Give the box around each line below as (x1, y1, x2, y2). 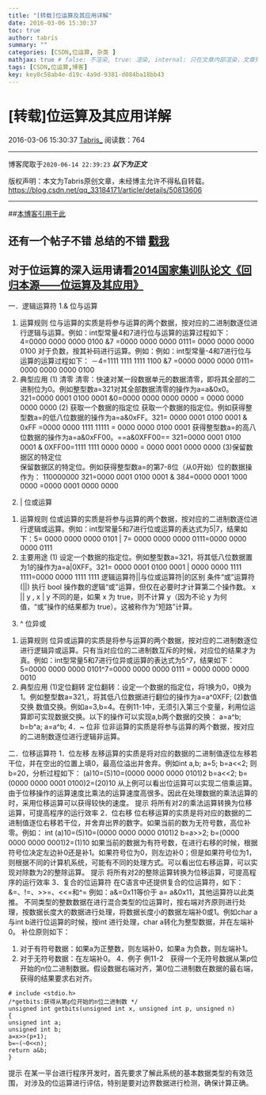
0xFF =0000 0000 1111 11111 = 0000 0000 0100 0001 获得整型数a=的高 (19, 422, 249, 432)
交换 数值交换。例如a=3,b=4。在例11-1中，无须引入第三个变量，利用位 (19, 702, 249, 711)
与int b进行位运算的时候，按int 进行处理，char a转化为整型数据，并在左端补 (8, 917, 255, 926)
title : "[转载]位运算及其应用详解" (8, 11, 112, 20)
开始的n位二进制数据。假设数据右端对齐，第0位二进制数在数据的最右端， (19, 963, 257, 973)
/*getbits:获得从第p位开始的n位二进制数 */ (8, 997, 139, 1005)
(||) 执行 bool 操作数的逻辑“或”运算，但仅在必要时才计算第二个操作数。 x (19, 582, 256, 592)
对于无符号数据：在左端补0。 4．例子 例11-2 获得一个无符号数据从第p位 (19, 953, 259, 963)
